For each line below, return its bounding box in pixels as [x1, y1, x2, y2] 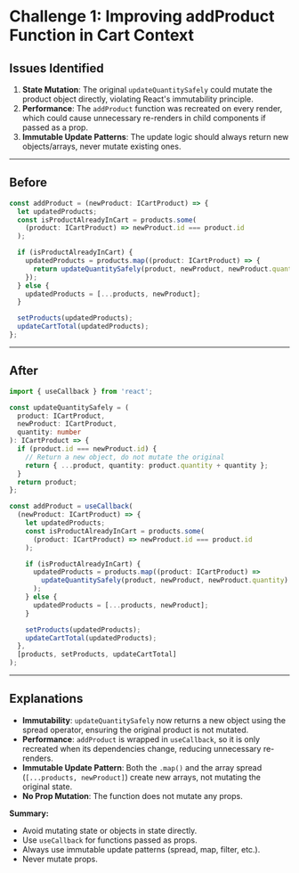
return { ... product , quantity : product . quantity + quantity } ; [25, 461, 269, 469]
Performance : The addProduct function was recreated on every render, [21, 103, 283, 113]
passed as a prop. [21, 122, 89, 133]
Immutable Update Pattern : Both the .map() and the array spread [21, 762, 263, 772]
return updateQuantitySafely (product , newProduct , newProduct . [32, 265, 273, 273]
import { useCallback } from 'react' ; [9, 387, 153, 396]
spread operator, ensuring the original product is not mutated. [21, 724, 249, 735]
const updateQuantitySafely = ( [9, 403, 129, 412]
